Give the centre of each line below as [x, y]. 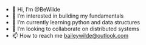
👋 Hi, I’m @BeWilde [36, 9]
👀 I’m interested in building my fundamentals [68, 16]
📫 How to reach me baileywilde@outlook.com [70, 36]
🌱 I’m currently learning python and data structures [76, 22]
